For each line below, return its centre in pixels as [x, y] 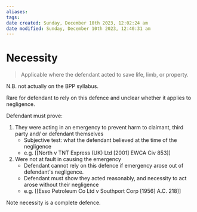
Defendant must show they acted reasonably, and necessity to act [105, 178]
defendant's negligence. [54, 172]
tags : [13, 17]
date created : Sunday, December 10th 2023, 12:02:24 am [77, 23]
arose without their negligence [61, 185]
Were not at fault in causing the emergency [68, 159]
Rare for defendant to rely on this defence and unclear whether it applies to [99, 98]
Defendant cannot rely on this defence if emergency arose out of [104, 166]
